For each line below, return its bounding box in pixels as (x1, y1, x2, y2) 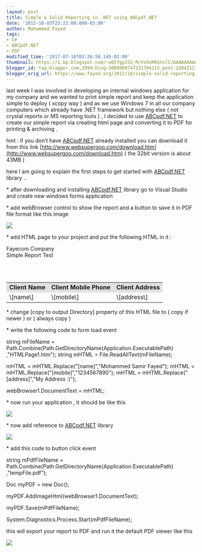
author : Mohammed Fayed (6, 25, 66, 32)
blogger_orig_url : (6, 71, 52, 77)
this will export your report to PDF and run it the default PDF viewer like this (6, 528, 193, 535)
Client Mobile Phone (50, 283, 111, 292)
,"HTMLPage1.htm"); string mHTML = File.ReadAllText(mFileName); (6, 351, 173, 359)
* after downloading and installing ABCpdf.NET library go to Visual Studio (6, 186, 188, 193)
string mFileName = (6, 338, 55, 345)
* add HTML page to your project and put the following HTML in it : (6, 233, 172, 241)
